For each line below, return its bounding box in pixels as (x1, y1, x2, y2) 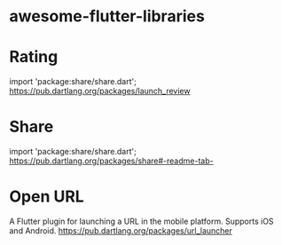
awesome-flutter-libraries (9, 6, 206, 27)
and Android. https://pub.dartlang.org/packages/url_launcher (9, 225, 233, 236)
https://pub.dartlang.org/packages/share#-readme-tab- (9, 155, 215, 166)
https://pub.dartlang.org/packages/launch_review (9, 86, 191, 97)
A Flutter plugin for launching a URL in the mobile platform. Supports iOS (9, 216, 274, 226)
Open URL (9, 186, 84, 207)
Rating (9, 47, 59, 67)
